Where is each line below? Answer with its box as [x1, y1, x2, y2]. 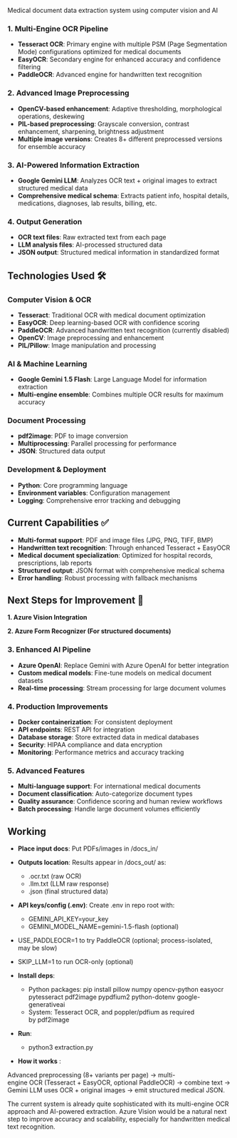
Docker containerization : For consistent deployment [17, 717, 173, 726]
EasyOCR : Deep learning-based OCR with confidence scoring [17, 318, 200, 327]
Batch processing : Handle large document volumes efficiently [17, 805, 201, 814]
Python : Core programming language [17, 481, 128, 489]
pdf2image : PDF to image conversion [17, 431, 128, 441]
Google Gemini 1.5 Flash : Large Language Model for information [17, 375, 207, 384]
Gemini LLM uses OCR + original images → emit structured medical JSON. [7, 1086, 226, 1095]
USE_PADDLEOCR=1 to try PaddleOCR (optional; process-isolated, [17, 936, 213, 945]
